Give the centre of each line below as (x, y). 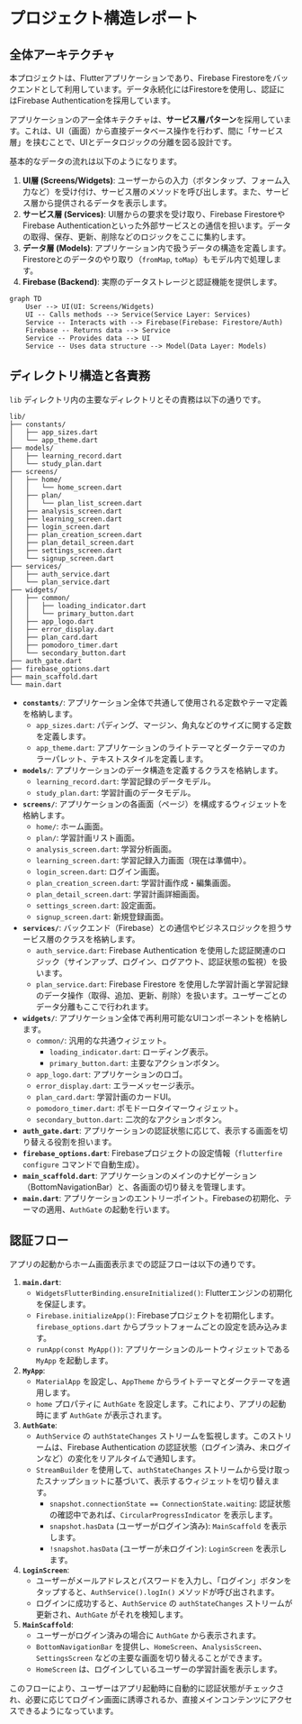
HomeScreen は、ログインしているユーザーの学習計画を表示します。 (159, 1669)
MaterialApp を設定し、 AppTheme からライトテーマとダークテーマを (159, 1381)
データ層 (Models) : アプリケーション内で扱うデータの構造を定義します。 (156, 248)
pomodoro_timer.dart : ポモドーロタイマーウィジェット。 (139, 1108)
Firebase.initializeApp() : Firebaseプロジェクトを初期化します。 (157, 1315)
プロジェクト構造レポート (104, 18)
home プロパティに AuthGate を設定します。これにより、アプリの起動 (161, 1403)
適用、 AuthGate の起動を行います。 (111, 1209)
